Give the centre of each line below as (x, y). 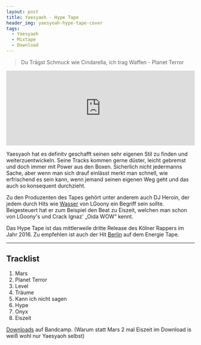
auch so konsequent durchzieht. (46, 186)
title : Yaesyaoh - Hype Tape (42, 17)
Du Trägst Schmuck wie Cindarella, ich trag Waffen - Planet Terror (102, 62)
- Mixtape (24, 40)
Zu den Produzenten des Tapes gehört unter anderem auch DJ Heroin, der (98, 197)
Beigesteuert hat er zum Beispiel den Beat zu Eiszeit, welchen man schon (97, 210)
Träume (24, 292)
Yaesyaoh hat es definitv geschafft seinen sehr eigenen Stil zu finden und (97, 154)
